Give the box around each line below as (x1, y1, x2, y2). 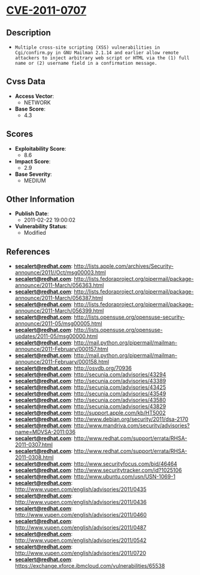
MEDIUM (23, 176, 46, 184)
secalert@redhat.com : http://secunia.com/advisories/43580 (14, 397, 166, 404)
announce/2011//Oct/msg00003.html (14, 269, 106, 276)
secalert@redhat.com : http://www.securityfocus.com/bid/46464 (14, 460, 178, 468)
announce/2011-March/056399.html (14, 307, 104, 315)
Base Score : (14, 105, 46, 112)
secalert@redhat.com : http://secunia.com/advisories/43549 (14, 390, 166, 397)
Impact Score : (14, 157, 51, 165)
